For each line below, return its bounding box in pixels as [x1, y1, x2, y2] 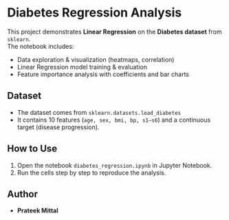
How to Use [7, 143, 58, 155]
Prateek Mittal [17, 206, 58, 214]
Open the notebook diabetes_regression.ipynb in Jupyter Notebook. [17, 161, 212, 169]
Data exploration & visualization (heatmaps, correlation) [17, 55, 175, 63]
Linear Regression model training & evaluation [17, 63, 148, 71]
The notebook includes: [7, 42, 74, 50]
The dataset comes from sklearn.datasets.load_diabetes [17, 108, 181, 116]
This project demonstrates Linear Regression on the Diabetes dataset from [7, 27, 222, 36]
